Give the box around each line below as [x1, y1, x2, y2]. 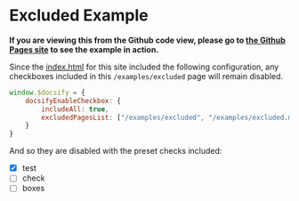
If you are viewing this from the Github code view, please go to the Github [9, 35, 287, 45]
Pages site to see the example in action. [9, 44, 159, 54]
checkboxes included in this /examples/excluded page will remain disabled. [9, 70, 283, 81]
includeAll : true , [41, 104, 109, 114]
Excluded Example [9, 5, 149, 26]
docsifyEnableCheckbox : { [25, 96, 122, 105]
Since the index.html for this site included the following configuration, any [9, 61, 279, 72]
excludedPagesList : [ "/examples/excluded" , [41, 113, 205, 122]
